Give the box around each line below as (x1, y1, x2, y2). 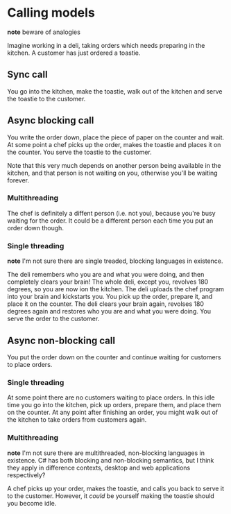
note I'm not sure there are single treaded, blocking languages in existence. (7, 257, 223, 265)
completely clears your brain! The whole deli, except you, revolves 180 (7, 277, 209, 286)
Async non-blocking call (7, 334, 116, 346)
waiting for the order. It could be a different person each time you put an (7, 216, 214, 225)
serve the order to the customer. (7, 314, 100, 323)
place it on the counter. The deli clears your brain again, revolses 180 (7, 300, 205, 308)
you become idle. (7, 499, 57, 507)
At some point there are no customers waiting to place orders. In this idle (7, 393, 215, 402)
